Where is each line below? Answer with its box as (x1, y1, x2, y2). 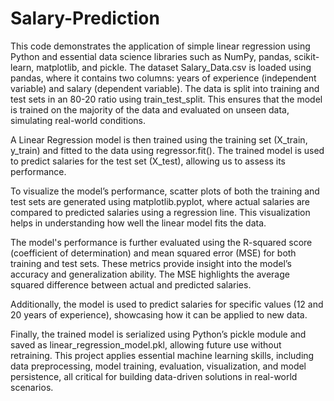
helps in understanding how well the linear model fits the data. (10, 217, 267, 229)
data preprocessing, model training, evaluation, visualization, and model (10, 360, 307, 372)
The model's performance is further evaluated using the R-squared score (10, 236, 313, 248)
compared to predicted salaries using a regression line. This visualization (10, 206, 311, 218)
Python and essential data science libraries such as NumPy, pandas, (10, 50, 292, 62)
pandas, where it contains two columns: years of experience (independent (10, 72, 317, 84)
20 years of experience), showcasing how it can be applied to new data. (10, 308, 308, 321)
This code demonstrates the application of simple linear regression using (10, 40, 311, 52)
